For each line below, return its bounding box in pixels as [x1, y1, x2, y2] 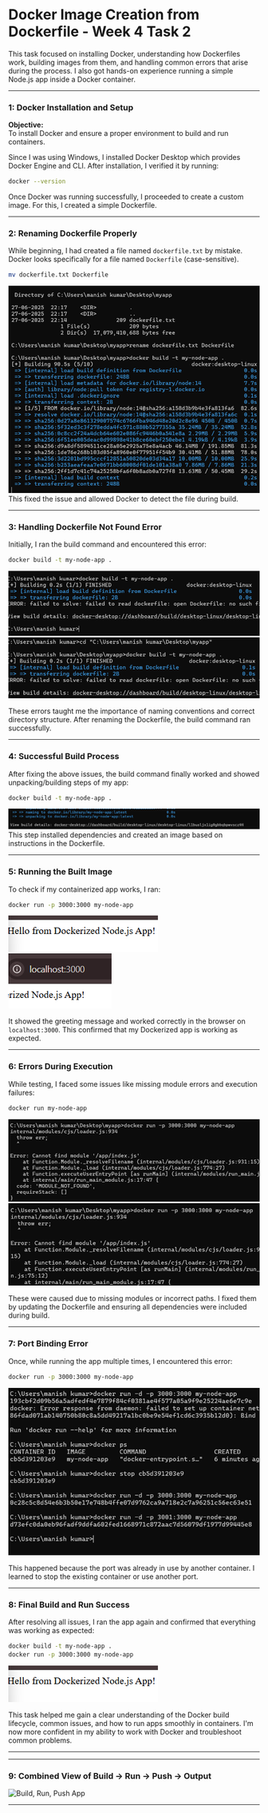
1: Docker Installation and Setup [8, 101, 134, 113]
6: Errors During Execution [8, 1061, 113, 1072]
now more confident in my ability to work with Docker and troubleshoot [8, 1727, 242, 1736]
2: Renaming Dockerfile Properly [8, 228, 138, 239]
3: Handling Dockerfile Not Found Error [8, 521, 162, 532]
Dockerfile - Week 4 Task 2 [8, 22, 191, 41]
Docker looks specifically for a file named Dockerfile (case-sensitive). [8, 254, 239, 264]
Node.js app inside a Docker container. [8, 74, 136, 84]
